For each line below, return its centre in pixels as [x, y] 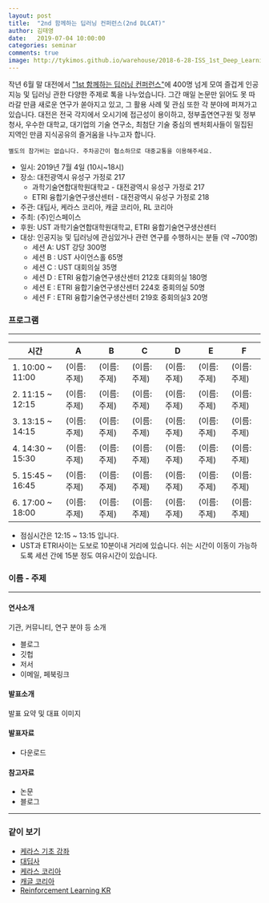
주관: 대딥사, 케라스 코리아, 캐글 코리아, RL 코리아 [96, 207]
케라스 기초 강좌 [44, 851]
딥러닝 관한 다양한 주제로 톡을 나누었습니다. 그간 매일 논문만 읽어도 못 [139, 94]
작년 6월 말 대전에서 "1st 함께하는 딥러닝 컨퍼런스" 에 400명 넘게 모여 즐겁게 [126, 84]
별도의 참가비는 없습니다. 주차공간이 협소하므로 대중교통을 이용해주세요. [110, 151]
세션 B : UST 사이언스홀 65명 [77, 257]
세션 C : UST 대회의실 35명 [74, 267]
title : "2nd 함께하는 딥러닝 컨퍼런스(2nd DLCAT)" [87, 23]
